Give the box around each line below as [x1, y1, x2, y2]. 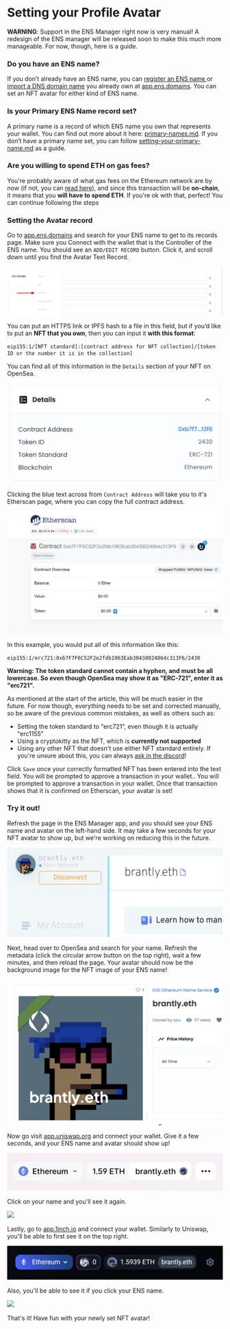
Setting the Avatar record [7, 215, 93, 225]
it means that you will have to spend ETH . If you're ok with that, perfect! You [7, 191, 223, 199]
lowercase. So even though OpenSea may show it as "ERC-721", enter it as [7, 674, 223, 682]
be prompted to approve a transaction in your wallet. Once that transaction [7, 779, 218, 788]
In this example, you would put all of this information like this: [7, 640, 179, 648]
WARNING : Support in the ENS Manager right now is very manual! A [7, 27, 200, 36]
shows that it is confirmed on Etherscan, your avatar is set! [7, 786, 173, 794]
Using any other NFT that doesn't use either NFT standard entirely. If [16, 744, 211, 752]
